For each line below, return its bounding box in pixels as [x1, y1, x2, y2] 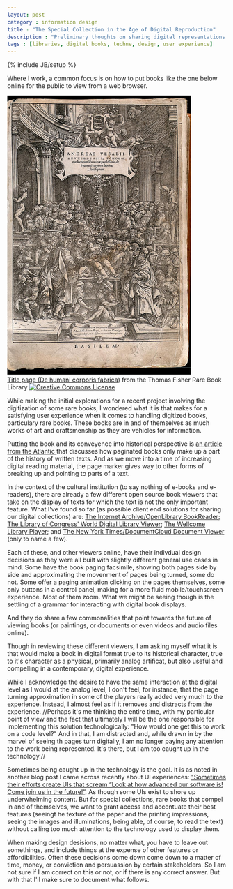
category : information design [7, 18, 98, 26]
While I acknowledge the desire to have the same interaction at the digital [7, 678, 218, 687]
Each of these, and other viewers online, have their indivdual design [7, 548, 202, 557]
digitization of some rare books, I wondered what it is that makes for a [7, 404, 207, 412]
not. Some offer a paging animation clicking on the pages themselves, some [7, 578, 225, 586]
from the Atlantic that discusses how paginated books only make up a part [7, 447, 220, 456]
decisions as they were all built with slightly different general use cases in [7, 555, 218, 565]
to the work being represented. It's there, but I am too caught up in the [7, 745, 209, 753]
